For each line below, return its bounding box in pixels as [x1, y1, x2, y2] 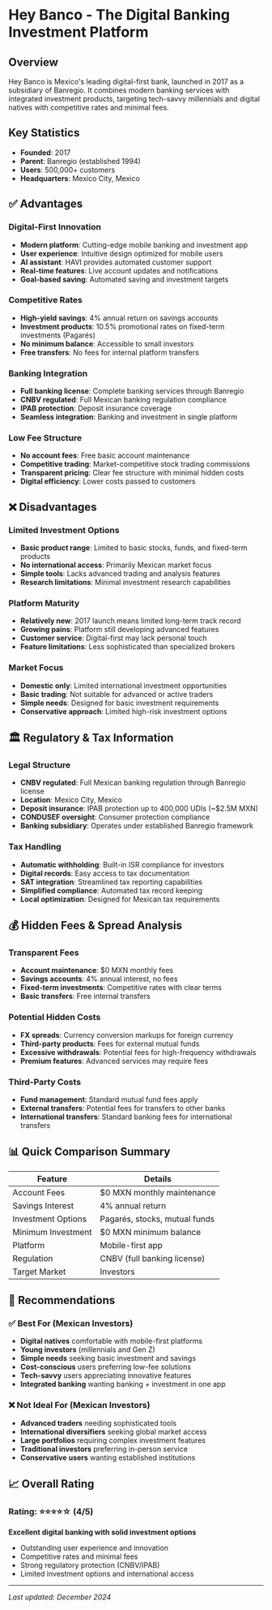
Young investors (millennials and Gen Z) [19, 1345, 155, 1354]
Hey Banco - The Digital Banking [8, 6, 231, 24]
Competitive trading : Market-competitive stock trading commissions [19, 459, 251, 469]
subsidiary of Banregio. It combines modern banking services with [8, 85, 230, 95]
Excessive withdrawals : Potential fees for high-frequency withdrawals [19, 1047, 257, 1057]
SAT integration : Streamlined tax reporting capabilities [19, 876, 203, 886]
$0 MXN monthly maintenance [100, 1186, 216, 1198]
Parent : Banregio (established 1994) [19, 156, 142, 166]
